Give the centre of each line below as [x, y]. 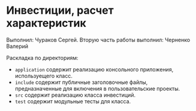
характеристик [46, 23]
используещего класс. [44, 76]
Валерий [17, 46]
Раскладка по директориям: [43, 58]
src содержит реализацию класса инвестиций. [75, 95]
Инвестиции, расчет [60, 10]
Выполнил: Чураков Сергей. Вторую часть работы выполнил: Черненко [98, 40]
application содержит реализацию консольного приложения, [94, 69]
